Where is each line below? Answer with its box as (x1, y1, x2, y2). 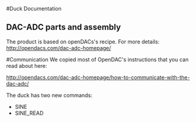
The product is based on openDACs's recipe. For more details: (6, 38, 160, 45)
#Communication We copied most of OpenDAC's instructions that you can (6, 56, 189, 63)
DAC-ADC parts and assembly (6, 22, 121, 32)
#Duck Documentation (6, 5, 62, 12)
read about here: (6, 62, 48, 69)
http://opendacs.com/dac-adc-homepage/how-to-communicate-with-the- (6, 74, 190, 81)
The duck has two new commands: (6, 92, 93, 99)
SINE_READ (14, 110, 44, 117)
